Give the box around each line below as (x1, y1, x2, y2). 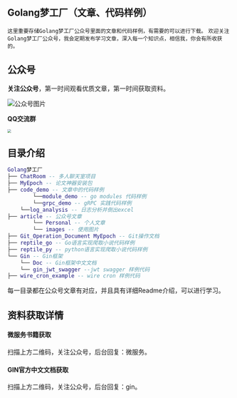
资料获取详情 (7, 309, 64, 321)
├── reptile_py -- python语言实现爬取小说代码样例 (7, 245, 148, 253)
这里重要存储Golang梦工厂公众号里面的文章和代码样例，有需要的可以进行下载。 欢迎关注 (7, 27, 230, 34)
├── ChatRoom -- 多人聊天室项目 (7, 173, 96, 180)
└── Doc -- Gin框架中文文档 (20, 259, 98, 266)
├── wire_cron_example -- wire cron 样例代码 (7, 272, 141, 280)
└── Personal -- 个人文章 (33, 220, 105, 227)
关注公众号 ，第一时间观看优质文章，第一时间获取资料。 (7, 84, 169, 93)
